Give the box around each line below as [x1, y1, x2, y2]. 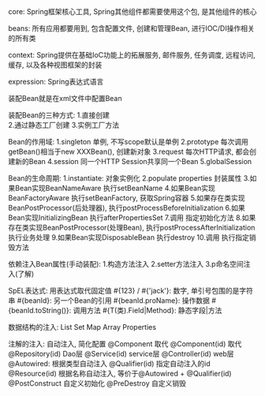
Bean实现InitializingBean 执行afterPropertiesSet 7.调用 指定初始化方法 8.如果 [8, 213, 256, 222]
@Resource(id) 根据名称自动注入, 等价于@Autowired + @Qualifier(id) [8, 369, 232, 378]
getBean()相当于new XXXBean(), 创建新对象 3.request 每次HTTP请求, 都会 [8, 147, 250, 156]
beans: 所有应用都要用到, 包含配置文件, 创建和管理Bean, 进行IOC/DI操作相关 [8, 24, 255, 33]
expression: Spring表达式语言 [8, 77, 104, 86]
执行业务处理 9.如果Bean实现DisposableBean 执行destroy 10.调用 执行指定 [8, 233, 250, 242]
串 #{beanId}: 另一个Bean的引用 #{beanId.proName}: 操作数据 [8, 296, 211, 305]
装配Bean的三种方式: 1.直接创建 [8, 110, 110, 120]
